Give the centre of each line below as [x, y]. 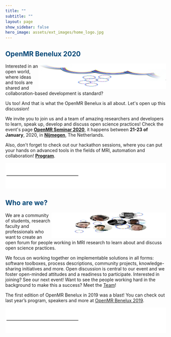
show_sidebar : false [27, 27]
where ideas [18, 77]
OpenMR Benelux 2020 [43, 54]
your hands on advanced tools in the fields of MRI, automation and [75, 150]
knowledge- [152, 263]
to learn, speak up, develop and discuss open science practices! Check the [84, 124]
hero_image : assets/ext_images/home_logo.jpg [54, 33]
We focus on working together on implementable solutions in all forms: [80, 258]
